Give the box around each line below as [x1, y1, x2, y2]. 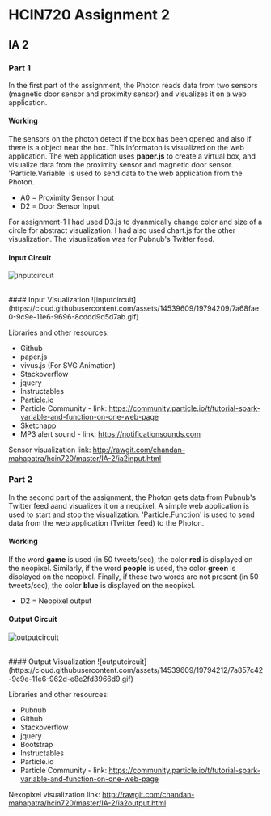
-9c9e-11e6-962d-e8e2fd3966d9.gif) [8, 674, 133, 683]
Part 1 [8, 62, 31, 74]
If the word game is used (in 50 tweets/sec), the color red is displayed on [8, 554, 253, 564]
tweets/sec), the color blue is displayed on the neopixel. [8, 580, 196, 590]
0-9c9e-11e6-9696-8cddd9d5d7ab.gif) [8, 312, 139, 322]
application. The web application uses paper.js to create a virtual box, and [8, 151, 256, 161]
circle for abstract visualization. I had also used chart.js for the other [8, 226, 236, 235]
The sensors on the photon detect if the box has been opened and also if [8, 134, 252, 144]
